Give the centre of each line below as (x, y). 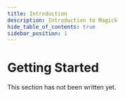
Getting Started (53, 68)
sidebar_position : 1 (38, 33)
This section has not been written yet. (62, 87)
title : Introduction (38, 14)
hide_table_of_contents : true (52, 27)
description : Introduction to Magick (63, 20)
